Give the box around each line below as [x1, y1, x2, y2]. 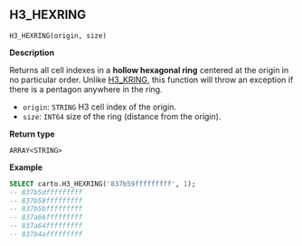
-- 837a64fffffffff [9, 222, 83, 231]
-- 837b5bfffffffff [9, 204, 83, 213]
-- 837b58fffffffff [9, 196, 83, 205]
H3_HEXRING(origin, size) [9, 31, 107, 40]
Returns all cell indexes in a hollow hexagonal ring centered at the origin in [9, 64, 289, 75]
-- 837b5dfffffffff [9, 187, 83, 197]
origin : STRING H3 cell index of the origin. [22, 101, 177, 112]
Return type [9, 128, 56, 139]
